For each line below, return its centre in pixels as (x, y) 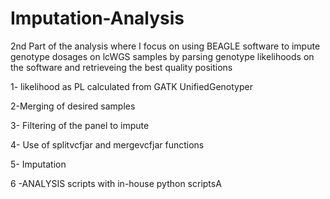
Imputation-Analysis (97, 18)
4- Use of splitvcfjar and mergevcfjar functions (107, 144)
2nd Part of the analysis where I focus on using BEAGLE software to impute (165, 46)
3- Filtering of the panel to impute (80, 125)
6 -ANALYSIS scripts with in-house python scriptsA (116, 183)
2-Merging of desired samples (73, 106)
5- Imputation (38, 164)
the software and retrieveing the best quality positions (121, 67)
